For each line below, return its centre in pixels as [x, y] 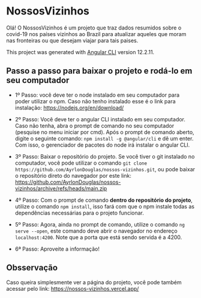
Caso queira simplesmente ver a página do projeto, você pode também [94, 282]
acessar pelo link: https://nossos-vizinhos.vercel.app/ [73, 288]
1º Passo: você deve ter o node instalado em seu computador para [97, 95]
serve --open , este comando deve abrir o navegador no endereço [96, 231]
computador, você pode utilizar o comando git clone [81, 163]
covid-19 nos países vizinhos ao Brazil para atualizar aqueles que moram [96, 34]
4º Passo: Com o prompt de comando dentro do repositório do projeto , [104, 200]
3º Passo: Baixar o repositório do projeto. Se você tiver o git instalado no [105, 156]
